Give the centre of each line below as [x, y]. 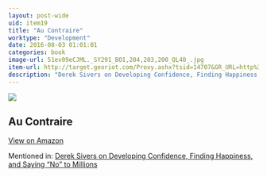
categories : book [37, 52]
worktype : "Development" [49, 38]
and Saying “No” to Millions [53, 164]
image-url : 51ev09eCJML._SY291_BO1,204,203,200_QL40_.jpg [106, 60]
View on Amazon [36, 140]
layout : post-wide [39, 15]
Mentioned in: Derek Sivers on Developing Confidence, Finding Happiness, [131, 156]
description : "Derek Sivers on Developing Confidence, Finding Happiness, [135, 75]
